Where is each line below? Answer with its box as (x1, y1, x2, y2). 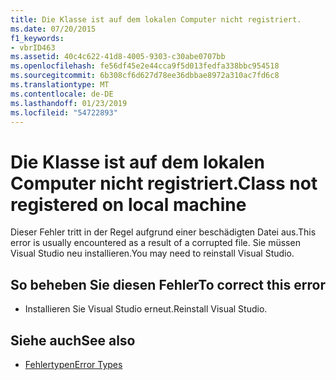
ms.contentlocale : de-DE (10, 89, 114, 99)
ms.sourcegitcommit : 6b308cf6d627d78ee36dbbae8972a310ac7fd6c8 (10, 71, 280, 81)
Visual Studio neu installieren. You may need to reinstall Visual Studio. (10, 247, 295, 260)
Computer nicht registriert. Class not (10, 172, 318, 195)
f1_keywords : (10, 33, 65, 43)
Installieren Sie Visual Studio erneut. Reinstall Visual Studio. (24, 303, 268, 315)
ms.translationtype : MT (10, 80, 110, 90)
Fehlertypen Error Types (24, 358, 123, 370)
